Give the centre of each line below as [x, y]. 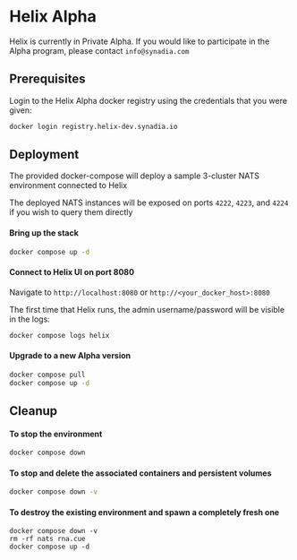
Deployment [44, 155]
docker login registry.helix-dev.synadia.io [93, 126]
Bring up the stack [44, 233]
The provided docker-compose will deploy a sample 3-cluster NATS [134, 176]
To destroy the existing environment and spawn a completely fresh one [144, 512]
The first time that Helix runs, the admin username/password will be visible [147, 309]
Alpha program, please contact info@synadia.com [99, 50]
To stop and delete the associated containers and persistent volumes [140, 473]
